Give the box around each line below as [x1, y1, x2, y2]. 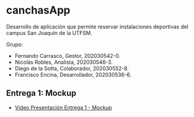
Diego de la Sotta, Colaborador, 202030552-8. [14, 64, 129, 71]
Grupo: [6, 41, 23, 48]
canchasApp [6, 4, 71, 17]
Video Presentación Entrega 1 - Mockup [14, 104, 112, 111]
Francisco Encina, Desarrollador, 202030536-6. [14, 71, 132, 78]
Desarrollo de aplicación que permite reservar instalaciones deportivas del [6, 23, 189, 30]
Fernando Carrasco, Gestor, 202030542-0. [14, 52, 120, 59]
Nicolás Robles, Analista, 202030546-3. [14, 58, 113, 66]
